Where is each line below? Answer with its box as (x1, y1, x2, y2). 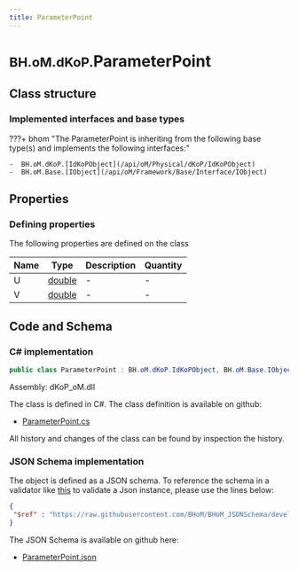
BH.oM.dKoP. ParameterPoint (9, 51, 211, 71)
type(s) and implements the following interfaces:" (9, 143, 191, 153)
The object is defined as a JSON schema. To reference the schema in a (9, 475, 270, 486)
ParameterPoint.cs (21, 416, 90, 426)
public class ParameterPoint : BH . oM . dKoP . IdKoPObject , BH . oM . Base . (9, 365, 268, 374)
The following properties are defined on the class (9, 239, 189, 249)
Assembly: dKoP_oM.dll (9, 381, 96, 392)
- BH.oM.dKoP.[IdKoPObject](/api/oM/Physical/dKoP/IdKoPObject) (9, 160, 255, 168)
